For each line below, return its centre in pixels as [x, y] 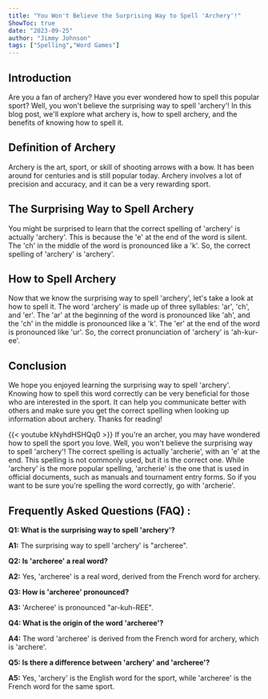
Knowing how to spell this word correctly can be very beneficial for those [129, 393]
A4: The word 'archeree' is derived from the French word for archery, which [134, 638]
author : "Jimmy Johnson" [50, 38]
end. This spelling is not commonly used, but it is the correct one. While [126, 460]
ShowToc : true [32, 23]
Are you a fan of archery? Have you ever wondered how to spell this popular [134, 97]
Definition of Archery [62, 148]
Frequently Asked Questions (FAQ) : [100, 511]
